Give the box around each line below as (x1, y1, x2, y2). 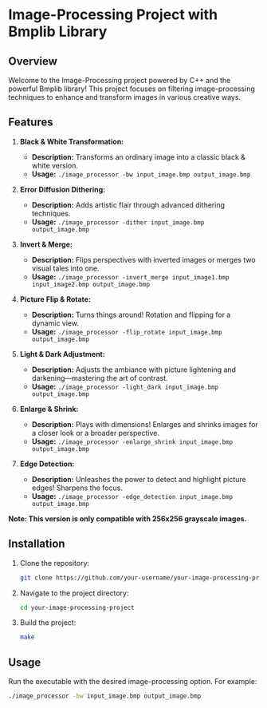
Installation (8, 537, 65, 551)
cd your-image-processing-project (19, 603, 135, 611)
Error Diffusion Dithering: (19, 184, 106, 194)
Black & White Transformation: (19, 136, 124, 146)
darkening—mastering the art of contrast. (31, 373, 168, 382)
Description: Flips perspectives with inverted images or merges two (31, 255, 257, 264)
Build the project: (19, 618, 77, 627)
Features (8, 116, 53, 129)
